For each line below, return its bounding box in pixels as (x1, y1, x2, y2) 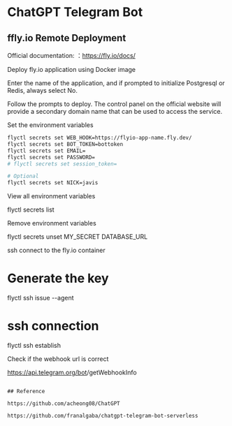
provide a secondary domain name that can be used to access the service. (7, 108, 223, 115)
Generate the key (7, 270, 110, 286)
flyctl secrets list (7, 205, 55, 214)
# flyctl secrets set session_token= (7, 160, 117, 168)
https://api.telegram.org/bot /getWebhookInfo (7, 368, 138, 376)
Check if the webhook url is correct (7, 355, 109, 363)
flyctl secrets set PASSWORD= (7, 154, 96, 161)
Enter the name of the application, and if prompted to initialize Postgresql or (7, 79, 225, 87)
